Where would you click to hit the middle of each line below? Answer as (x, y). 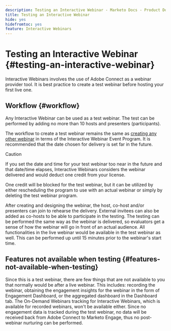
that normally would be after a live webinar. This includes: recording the (80, 285)
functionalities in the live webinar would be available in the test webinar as (83, 232)
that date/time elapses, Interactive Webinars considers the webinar (76, 169)
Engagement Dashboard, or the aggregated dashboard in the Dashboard (81, 295)
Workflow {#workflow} (42, 106)
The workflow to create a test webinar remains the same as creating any (81, 133)
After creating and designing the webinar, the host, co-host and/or (75, 205)
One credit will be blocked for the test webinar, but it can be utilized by (79, 184)
